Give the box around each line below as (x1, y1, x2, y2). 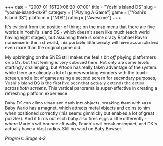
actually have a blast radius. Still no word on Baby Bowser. (5, 126, 122, 131)
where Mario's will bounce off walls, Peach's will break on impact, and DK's (5, 121, 157, 126)
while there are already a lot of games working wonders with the (5, 70, 135, 75)
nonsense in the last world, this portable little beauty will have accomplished (5, 40, 159, 45)
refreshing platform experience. (5, 90, 69, 96)
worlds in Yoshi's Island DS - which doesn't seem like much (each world (5, 29, 150, 35)
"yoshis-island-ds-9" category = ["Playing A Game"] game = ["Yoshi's (5, 9, 146, 15)
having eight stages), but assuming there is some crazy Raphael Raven (5, 34, 148, 40)
